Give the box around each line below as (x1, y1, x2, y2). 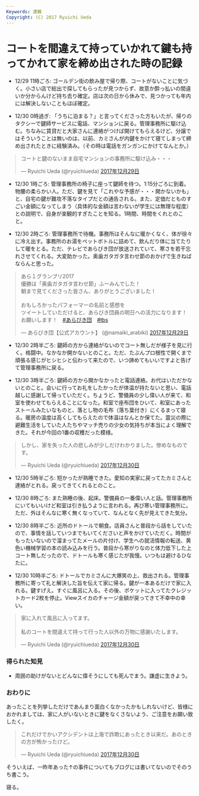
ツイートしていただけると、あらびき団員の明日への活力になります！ (20, 309, 187, 316)
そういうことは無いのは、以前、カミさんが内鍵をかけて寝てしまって (20, 135, 187, 142)
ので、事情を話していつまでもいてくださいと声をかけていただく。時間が (14, 529, 191, 537)
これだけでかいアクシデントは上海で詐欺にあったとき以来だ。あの (20, 731, 182, 738)
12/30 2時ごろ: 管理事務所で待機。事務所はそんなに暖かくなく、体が (14, 230, 182, 237)
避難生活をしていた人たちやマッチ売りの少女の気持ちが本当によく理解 (14, 422, 187, 429)
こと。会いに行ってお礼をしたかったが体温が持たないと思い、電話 (30, 384, 192, 391)
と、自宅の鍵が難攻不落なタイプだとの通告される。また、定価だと (14, 195, 176, 203)
